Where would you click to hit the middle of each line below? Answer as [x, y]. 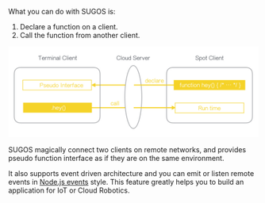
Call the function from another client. [80, 35]
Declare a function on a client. [69, 27]
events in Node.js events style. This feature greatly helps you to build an [126, 182]
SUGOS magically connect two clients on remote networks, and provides [127, 150]
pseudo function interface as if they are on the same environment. [116, 159]
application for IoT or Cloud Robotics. [69, 190]
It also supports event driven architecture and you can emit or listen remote [131, 174]
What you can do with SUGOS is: [62, 11]
